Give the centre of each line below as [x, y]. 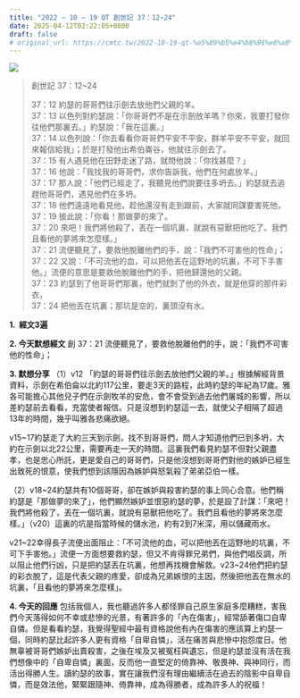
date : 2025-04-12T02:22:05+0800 [69, 26]
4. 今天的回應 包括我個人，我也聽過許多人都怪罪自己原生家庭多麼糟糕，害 [144, 606]
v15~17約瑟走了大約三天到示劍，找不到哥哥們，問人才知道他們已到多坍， [143, 438]
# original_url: [39, 42]
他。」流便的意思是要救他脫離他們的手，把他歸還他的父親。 [139, 273]
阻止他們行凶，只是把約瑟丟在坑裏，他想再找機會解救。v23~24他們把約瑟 [152, 565]
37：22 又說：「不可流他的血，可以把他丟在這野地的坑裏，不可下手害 [157, 261]
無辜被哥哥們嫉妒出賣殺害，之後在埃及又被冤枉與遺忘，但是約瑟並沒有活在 [146, 651]
